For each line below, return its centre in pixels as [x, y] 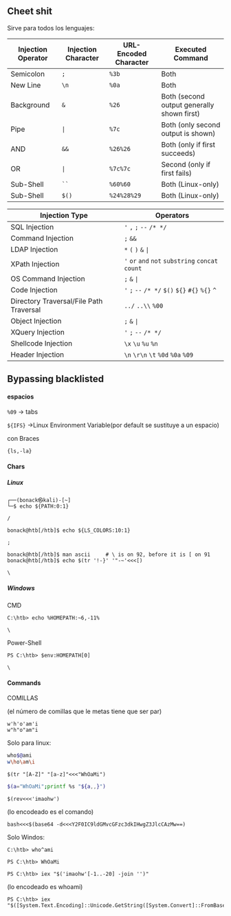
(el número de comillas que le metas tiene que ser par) [85, 711]
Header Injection [37, 355]
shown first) [181, 113]
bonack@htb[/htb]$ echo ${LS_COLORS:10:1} [69, 530]
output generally [188, 105]
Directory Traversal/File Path [57, 301]
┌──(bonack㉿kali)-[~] [39, 500]
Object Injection [36, 321]
